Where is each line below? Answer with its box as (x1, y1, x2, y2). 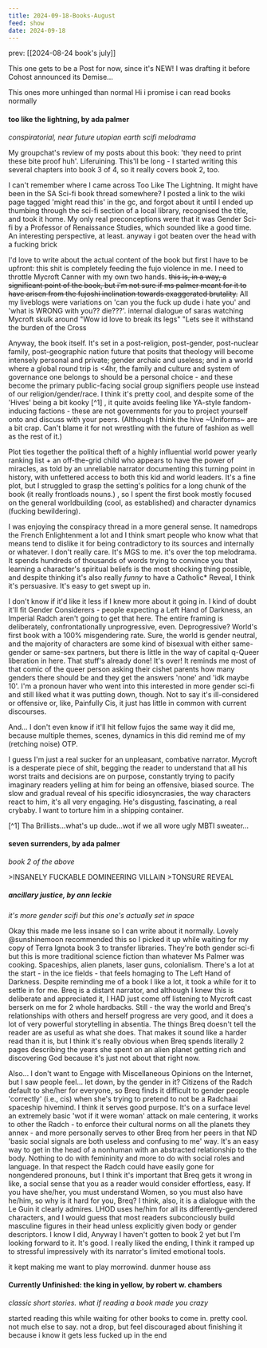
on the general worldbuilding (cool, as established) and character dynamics (8, 498, 257, 507)
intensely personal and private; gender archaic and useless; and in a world (8, 355, 253, 365)
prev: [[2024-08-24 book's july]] (8, 49, 116, 58)
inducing (8, 406, 37, 416)
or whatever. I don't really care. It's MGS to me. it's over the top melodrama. (8, 547, 257, 557)
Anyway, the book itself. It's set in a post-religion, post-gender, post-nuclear (8, 338, 259, 348)
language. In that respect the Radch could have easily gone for (8, 1161, 214, 1171)
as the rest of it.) (8, 432, 62, 441)
